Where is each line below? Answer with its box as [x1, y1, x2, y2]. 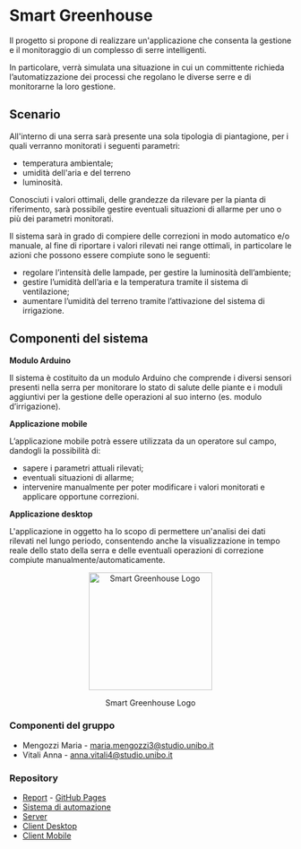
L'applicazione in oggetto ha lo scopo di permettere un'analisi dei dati [9, 525, 266, 536]
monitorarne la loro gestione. [9, 81, 116, 91]
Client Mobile [21, 830, 72, 841]
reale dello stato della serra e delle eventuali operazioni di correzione [9, 544, 264, 556]
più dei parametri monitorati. [9, 212, 114, 224]
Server [21, 811, 47, 822]
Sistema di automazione [21, 801, 112, 812]
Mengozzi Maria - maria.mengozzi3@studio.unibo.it [21, 740, 214, 750]
